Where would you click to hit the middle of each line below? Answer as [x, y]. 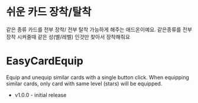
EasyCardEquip [45, 61]
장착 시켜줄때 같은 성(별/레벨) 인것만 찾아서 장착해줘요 [68, 36]
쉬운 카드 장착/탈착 [49, 12]
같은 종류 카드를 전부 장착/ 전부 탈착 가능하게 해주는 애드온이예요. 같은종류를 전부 [99, 29]
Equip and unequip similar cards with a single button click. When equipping [98, 77]
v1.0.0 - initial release [40, 95]
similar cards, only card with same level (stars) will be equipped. [84, 84]
